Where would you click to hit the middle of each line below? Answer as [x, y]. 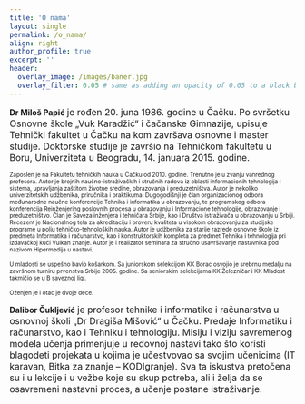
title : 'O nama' [40, 18]
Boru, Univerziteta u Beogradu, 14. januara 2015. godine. [130, 157]
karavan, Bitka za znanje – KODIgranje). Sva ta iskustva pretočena [150, 366]
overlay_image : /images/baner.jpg [83, 77]
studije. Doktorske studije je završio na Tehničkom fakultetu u [141, 146]
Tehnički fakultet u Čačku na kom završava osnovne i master [139, 134]
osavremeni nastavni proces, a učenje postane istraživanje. [136, 389]
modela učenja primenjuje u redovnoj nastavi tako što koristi [138, 343]
